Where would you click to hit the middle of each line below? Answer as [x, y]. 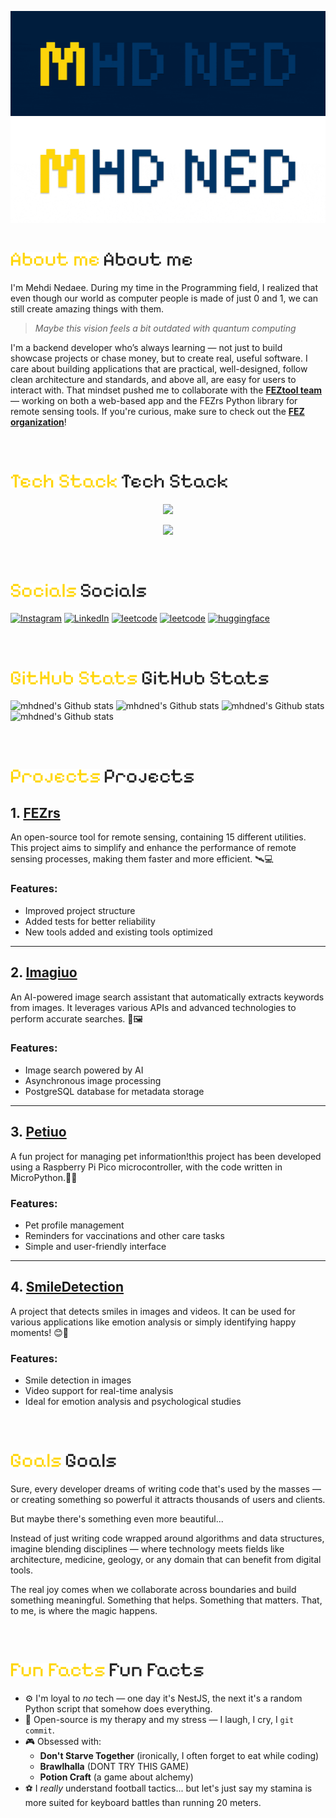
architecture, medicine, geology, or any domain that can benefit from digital [166, 1559]
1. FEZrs [35, 812]
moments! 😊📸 [39, 1332]
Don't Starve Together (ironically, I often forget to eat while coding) [179, 1755]
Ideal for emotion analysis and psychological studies [133, 1402]
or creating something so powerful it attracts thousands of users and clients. [168, 1499]
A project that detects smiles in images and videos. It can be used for [153, 1311]
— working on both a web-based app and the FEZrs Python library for [154, 400]
